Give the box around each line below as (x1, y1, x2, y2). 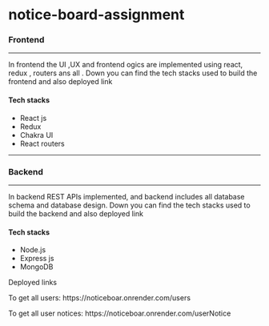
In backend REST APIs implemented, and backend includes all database (8, 191, 246, 201)
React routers (19, 139, 66, 148)
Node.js (19, 245, 46, 255)
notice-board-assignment (8, 6, 185, 24)
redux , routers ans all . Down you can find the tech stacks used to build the (8, 68, 258, 78)
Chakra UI (19, 130, 54, 139)
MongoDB (19, 262, 54, 272)
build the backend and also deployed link (8, 208, 144, 218)
